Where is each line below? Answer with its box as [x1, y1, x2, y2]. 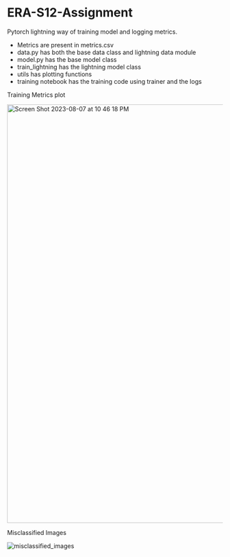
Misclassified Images [7, 528, 67, 536]
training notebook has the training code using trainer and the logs [16, 77, 202, 85]
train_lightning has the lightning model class [16, 62, 142, 71]
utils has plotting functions [16, 70, 92, 78]
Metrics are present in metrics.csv [16, 41, 114, 49]
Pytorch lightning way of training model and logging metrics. [7, 27, 178, 36]
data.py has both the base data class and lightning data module [16, 48, 196, 56]
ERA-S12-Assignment [7, 5, 133, 21]
